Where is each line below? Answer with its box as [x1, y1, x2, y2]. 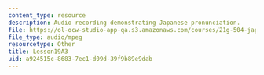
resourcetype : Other [8, 41, 76, 48]
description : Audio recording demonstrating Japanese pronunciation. [8, 19, 241, 27]
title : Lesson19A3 [8, 48, 68, 55]
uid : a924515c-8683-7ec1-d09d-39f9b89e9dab [8, 55, 153, 63]
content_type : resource [8, 11, 86, 20]
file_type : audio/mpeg [8, 33, 82, 41]
